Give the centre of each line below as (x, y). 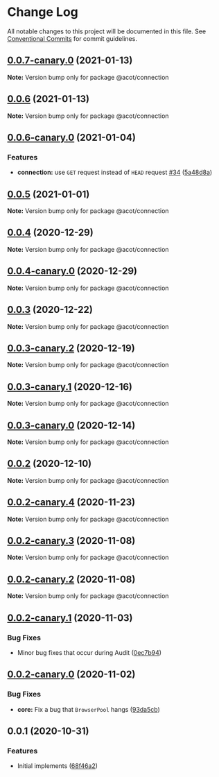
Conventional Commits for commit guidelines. (72, 38)
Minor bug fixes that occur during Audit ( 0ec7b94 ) (89, 652)
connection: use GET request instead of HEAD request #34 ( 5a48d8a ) (115, 172)
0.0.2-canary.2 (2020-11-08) (71, 579)
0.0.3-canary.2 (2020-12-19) (71, 348)
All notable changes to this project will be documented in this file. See (107, 31)
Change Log (43, 12)
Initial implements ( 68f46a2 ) (58, 766)
